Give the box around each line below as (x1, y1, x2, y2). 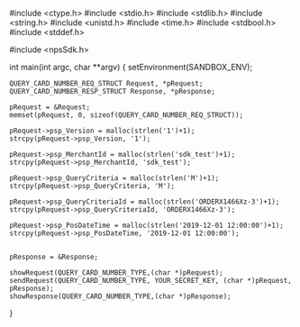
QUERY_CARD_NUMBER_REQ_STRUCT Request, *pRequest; (9, 79, 204, 88)
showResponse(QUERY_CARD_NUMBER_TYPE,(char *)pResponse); (9, 292, 232, 301)
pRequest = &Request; (9, 103, 91, 112)
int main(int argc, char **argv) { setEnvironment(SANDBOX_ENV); (9, 62, 253, 72)
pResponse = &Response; (9, 252, 99, 261)
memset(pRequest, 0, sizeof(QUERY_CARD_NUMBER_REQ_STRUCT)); (9, 111, 244, 120)
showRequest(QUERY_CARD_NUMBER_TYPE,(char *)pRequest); (9, 268, 223, 277)
